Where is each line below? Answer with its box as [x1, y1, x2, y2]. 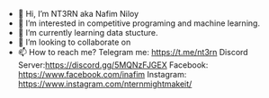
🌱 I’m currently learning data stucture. [17, 28, 159, 37]
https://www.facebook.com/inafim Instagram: [17, 69, 187, 79]
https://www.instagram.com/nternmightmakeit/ [17, 78, 193, 89]
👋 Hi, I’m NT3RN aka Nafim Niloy [17, 9, 139, 19]
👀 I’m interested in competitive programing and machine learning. [17, 18, 261, 29]
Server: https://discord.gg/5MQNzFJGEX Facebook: [17, 60, 209, 70]
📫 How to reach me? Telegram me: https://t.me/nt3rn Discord [17, 47, 249, 57]
